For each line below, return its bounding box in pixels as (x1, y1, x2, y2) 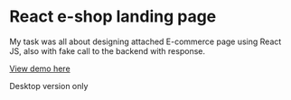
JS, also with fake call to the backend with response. (9, 45, 206, 56)
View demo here (9, 63, 70, 74)
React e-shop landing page (9, 6, 217, 27)
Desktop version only (9, 80, 89, 91)
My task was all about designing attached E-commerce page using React (9, 36, 282, 47)
